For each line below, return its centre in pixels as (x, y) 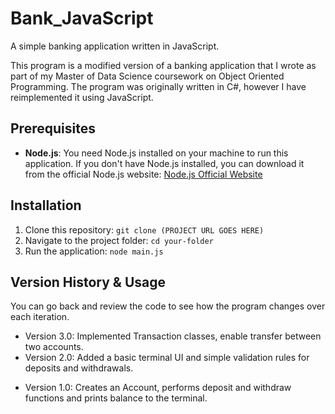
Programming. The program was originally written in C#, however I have (158, 86)
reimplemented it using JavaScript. (82, 97)
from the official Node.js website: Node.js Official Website (143, 174)
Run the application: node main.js (94, 251)
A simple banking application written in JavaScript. (115, 46)
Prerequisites (53, 128)
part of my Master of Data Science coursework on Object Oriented (147, 76)
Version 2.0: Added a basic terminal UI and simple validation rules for (167, 358)
